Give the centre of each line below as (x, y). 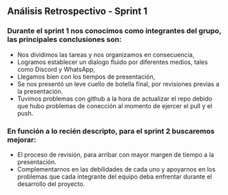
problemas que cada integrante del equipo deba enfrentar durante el (114, 176)
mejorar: (22, 139)
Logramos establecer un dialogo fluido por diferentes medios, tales (112, 62)
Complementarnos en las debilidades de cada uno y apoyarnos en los (116, 169)
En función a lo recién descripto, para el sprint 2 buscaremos (111, 131)
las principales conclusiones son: (64, 39)
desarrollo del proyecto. (51, 184)
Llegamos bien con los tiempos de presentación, (86, 76)
